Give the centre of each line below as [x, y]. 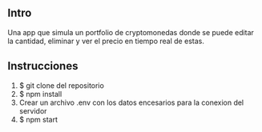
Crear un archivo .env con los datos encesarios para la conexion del [131, 102]
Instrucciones [43, 66]
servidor [33, 110]
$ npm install [40, 94]
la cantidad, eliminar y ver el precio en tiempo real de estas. [106, 41]
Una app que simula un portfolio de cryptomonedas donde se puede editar [131, 32]
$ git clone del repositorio [62, 85]
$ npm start [38, 119]
